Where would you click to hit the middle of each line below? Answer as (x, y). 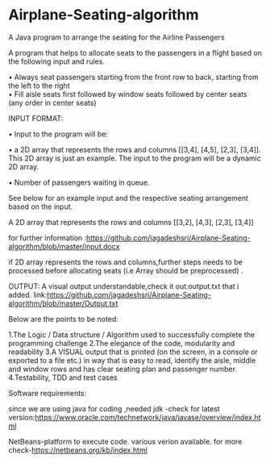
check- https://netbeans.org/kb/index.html (78, 450)
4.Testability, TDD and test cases (63, 377)
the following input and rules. (56, 61)
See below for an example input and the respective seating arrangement (128, 198)
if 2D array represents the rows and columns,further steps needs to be (126, 262)
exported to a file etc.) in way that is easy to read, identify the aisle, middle (132, 360)
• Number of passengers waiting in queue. (79, 182)
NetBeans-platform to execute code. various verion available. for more (125, 441)
